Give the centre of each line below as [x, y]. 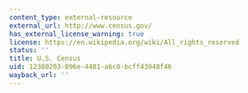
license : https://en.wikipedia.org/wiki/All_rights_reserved [124, 42]
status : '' [29, 50]
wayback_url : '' [39, 75]
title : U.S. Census [45, 58]
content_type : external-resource [71, 17]
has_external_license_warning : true [77, 34]
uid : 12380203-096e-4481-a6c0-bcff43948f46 [91, 67]
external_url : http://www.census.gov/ [81, 26]
